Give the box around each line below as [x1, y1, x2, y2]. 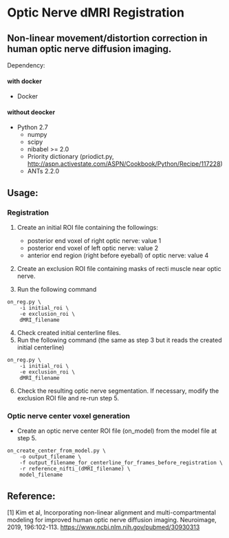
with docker [7, 77, 43, 85]
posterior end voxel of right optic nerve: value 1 [27, 237, 162, 245]
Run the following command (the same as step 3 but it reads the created [17, 336, 222, 345]
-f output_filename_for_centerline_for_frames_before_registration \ [19, 460, 223, 466]
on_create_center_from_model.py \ [7, 447, 107, 455]
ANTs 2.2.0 [27, 167, 60, 175]
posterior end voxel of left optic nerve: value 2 [27, 244, 159, 252]
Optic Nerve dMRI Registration [7, 5, 184, 21]
